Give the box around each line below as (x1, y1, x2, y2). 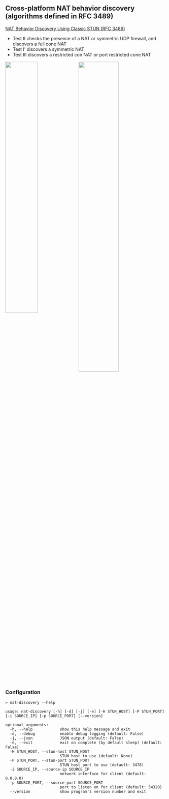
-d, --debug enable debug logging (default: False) (10, 731, 144, 736)
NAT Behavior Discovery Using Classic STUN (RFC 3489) (5, 25, 125, 32)
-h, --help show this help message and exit (10, 727, 130, 732)
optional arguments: (5, 722, 49, 728)
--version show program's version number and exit (10, 789, 146, 794)
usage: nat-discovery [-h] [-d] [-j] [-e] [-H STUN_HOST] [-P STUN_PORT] (5, 709, 165, 714)
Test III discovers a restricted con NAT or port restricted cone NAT (12, 51, 151, 57)
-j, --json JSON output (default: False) (10, 736, 124, 741)
